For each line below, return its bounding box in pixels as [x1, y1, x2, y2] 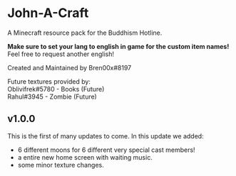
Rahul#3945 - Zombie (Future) [7, 92, 98, 101]
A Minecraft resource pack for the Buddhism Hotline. [7, 28, 163, 37]
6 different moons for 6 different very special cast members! [17, 145, 195, 154]
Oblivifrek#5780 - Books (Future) [7, 84, 105, 93]
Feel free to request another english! [7, 50, 114, 58]
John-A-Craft [7, 5, 89, 21]
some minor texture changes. [17, 160, 105, 169]
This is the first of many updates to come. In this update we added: [7, 131, 205, 140]
